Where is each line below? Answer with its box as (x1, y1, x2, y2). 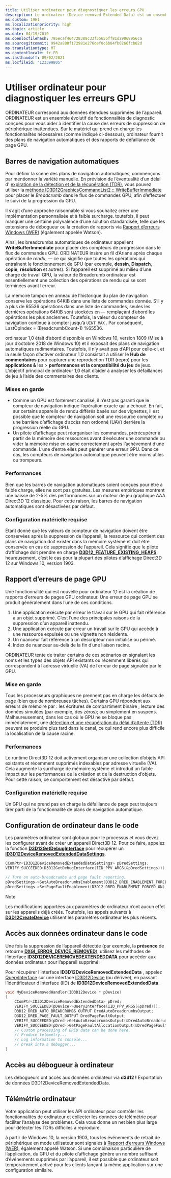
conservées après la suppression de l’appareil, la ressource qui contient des (5, 533, 165, 539)
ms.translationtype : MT (5, 45, 56, 51)
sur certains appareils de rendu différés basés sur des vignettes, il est (12, 408, 159, 414)
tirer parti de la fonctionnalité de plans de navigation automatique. (5, 806, 144, 813)
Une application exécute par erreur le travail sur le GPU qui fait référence (12, 609, 166, 615)
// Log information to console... (14, 1037, 88, 1043)
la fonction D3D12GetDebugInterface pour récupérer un (5, 845, 124, 851)
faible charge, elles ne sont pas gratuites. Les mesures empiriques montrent (5, 487, 165, 493)
